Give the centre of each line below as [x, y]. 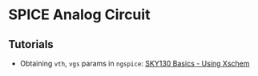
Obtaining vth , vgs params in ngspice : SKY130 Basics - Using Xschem [135, 63]
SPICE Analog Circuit [79, 15]
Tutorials [31, 44]
